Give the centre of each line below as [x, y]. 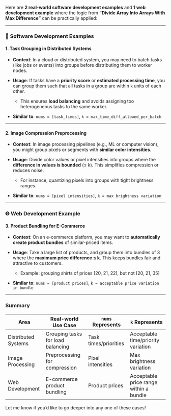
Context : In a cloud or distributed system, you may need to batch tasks [87, 60]
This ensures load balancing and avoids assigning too [77, 101]
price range [144, 382]
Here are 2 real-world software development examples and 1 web [76, 7]
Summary [18, 306]
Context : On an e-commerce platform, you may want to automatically [86, 237]
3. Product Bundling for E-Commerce [45, 226]
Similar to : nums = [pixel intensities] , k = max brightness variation [87, 195]
